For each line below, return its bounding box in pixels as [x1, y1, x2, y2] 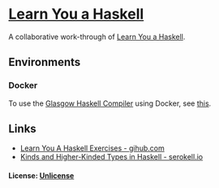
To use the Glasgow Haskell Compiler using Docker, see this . [8, 98, 212, 108]
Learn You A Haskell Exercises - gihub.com [19, 143, 165, 153]
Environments [8, 55, 81, 69]
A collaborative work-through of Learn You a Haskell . [8, 32, 186, 42]
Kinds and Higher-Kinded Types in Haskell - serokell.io [19, 152, 204, 162]
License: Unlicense [8, 171, 75, 181]
